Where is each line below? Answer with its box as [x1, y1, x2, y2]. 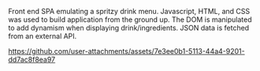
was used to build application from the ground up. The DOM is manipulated [8, 15, 252, 24]
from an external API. [8, 31, 77, 41]
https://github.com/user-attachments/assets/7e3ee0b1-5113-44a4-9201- [8, 47, 246, 55]
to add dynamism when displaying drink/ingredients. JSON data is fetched [8, 23, 250, 32]
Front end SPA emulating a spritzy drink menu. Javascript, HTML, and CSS [8, 7, 251, 16]
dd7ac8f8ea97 [8, 55, 56, 64]
